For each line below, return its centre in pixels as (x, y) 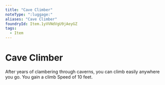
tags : (11, 28)
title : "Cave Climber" (29, 10)
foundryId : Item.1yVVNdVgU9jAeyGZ (42, 24)
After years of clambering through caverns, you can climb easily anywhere (82, 71)
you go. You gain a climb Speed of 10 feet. (49, 77)
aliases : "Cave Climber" (31, 19)
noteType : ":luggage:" (29, 14)
